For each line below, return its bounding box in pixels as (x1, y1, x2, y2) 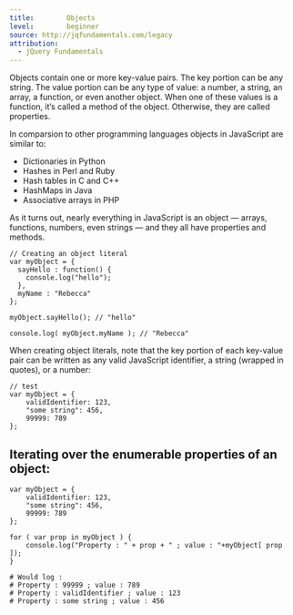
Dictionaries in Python (22, 156, 106, 167)
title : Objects (9, 13, 96, 23)
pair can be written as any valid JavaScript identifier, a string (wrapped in (9, 354, 284, 365)
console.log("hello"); (25, 273, 112, 282)
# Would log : (9, 572, 64, 581)
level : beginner (9, 22, 100, 31)
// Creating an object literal (9, 250, 128, 259)
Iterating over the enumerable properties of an (9, 446, 278, 462)
